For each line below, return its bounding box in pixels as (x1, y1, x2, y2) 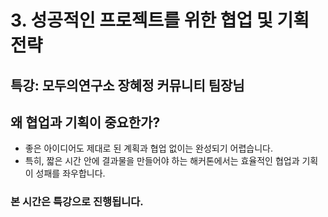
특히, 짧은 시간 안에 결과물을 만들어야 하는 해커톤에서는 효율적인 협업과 (24, 155, 300, 167)
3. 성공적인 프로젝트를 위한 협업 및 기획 (10, 9, 310, 32)
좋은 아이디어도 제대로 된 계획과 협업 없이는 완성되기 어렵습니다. (24, 142, 273, 155)
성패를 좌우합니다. (35, 167, 106, 180)
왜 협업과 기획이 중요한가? (10, 114, 161, 131)
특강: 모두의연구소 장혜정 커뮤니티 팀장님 (10, 77, 245, 94)
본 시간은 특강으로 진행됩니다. (10, 195, 144, 209)
